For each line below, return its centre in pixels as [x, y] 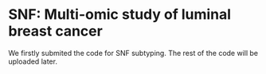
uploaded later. [33, 61]
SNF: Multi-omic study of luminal [120, 15]
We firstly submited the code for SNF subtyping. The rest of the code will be [133, 53]
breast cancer [56, 31]
